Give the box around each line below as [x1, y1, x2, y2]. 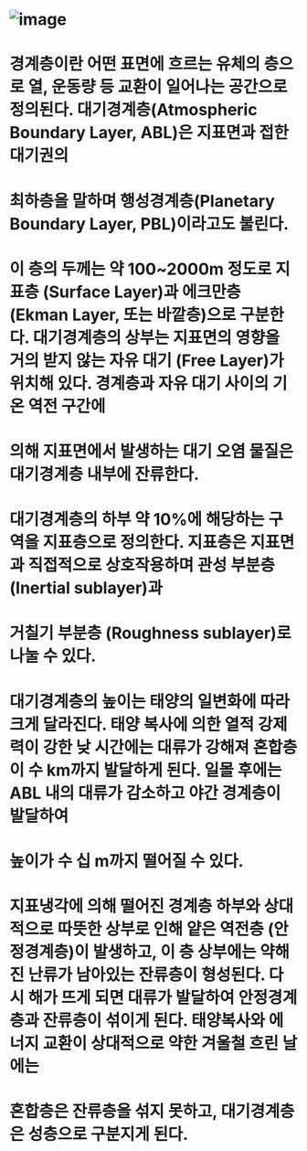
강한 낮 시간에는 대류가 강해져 [42, 737, 249, 758]
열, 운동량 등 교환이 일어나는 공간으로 [27, 77, 288, 98]
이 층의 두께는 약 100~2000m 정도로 [9, 259, 272, 279]
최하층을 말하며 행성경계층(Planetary [9, 190, 276, 211]
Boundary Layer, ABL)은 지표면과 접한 [9, 123, 290, 144]
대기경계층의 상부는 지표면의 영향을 [32, 327, 281, 347]
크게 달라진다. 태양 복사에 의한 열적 [9, 714, 255, 735]
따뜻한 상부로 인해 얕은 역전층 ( [57, 919, 274, 939]
